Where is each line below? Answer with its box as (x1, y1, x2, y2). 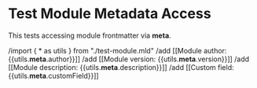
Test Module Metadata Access (8, 5, 211, 23)
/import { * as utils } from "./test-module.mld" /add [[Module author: (8, 46, 227, 55)
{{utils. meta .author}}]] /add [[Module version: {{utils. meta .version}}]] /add (8, 54, 250, 64)
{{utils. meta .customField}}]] (8, 71, 100, 80)
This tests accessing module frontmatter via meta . (8, 31, 171, 40)
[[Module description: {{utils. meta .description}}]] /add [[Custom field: (8, 62, 234, 71)
